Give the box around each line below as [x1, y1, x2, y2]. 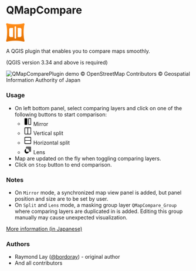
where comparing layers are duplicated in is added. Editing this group [14, 208, 183, 215]
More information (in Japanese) [6, 225, 83, 232]
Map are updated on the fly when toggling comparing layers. [14, 155, 161, 162]
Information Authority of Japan [6, 77, 81, 84]
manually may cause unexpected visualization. [14, 214, 128, 221]
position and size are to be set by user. [14, 195, 109, 202]
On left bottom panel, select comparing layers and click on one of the [14, 104, 183, 111]
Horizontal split [33, 139, 70, 147]
